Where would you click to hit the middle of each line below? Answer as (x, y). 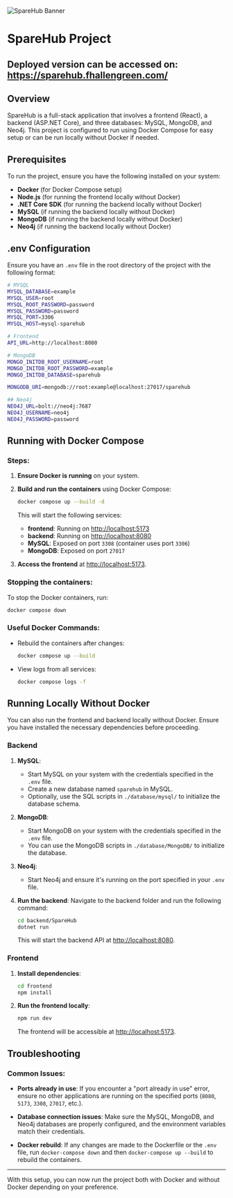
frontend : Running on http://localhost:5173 (88, 529)
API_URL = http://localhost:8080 (52, 343)
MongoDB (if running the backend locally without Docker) (100, 219)
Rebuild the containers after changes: (71, 643)
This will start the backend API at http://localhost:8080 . (96, 940)
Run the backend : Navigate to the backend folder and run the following (119, 900)
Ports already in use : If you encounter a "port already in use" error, (113, 1089)
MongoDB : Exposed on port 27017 (76, 551)
